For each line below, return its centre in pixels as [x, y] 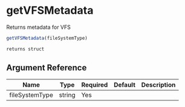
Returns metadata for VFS [39, 27]
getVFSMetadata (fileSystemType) [47, 38]
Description [158, 85]
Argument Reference [47, 68]
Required [95, 85]
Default [125, 85]
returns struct [25, 49]
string [67, 95]
